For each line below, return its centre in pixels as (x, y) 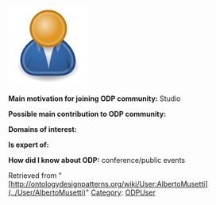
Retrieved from (33, 176)
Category (106, 192)
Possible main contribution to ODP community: (87, 114)
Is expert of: (29, 145)
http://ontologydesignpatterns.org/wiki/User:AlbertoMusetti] (109, 184)
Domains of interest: (42, 129)
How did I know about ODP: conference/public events (96, 160)
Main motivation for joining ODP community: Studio (94, 99)
